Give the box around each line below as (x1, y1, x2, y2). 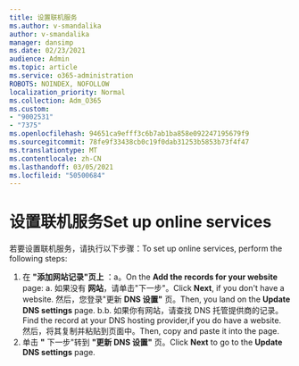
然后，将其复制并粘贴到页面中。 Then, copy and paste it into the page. (21, 326, 279, 337)
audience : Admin (9, 54, 70, 63)
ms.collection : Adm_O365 (9, 96, 102, 105)
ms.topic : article (9, 63, 78, 72)
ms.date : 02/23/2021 (9, 46, 87, 55)
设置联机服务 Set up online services (9, 212, 272, 232)
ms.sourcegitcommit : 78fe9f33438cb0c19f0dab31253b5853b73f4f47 (9, 137, 250, 146)
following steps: (9, 254, 68, 264)
